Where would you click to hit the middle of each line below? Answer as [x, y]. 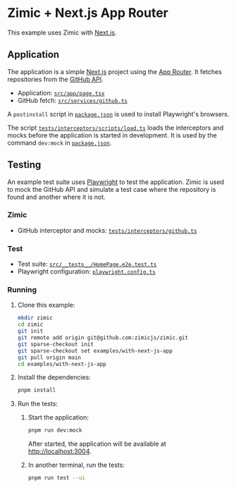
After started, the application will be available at [97, 444]
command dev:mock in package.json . [60, 142]
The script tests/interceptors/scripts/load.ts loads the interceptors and [116, 128]
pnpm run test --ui [57, 478]
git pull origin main [49, 358]
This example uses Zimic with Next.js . [62, 32]
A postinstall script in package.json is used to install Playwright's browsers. [118, 114]
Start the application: [58, 417]
